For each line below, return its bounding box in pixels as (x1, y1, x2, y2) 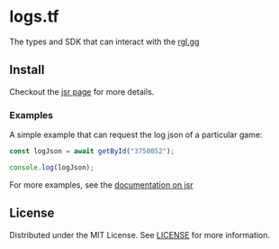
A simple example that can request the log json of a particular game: (9, 129, 263, 141)
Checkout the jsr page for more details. (9, 86, 155, 97)
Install (9, 62, 45, 78)
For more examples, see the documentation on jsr (9, 179, 193, 190)
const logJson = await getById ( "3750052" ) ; (9, 147, 175, 156)
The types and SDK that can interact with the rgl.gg (9, 36, 200, 47)
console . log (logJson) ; (9, 162, 94, 172)
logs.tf (9, 6, 59, 27)
